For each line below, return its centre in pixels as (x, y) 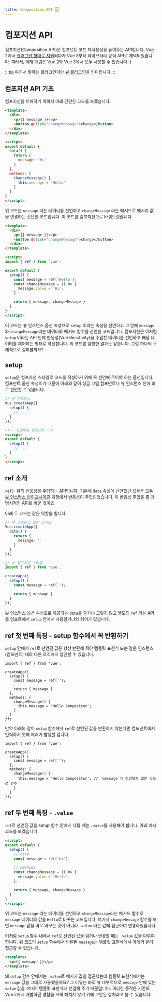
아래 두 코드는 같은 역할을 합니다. (36, 513)
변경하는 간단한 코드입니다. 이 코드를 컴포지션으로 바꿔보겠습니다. (71, 216)
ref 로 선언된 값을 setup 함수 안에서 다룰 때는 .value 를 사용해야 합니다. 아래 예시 (81, 825)
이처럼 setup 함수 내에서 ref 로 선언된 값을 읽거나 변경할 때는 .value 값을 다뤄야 (80, 936)
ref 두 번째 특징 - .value (39, 813)
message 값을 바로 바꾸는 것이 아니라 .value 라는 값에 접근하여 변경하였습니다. (83, 926)
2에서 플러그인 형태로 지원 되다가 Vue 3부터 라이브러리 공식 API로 (66, 55)
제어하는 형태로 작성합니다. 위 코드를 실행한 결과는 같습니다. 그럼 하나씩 (85, 344)
